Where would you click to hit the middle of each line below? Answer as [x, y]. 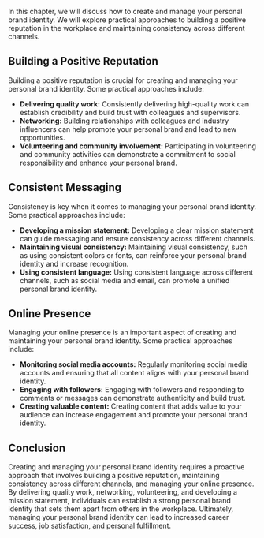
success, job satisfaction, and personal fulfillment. [90, 526]
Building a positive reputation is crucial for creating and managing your [123, 80]
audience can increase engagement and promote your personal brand [133, 415]
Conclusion [37, 448]
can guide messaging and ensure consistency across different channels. [138, 238]
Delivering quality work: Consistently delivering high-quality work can [134, 104]
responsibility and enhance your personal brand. [98, 163]
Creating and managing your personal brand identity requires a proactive [126, 467]
